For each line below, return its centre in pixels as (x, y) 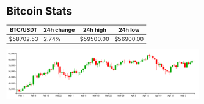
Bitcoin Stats (39, 11)
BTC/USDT (24, 30)
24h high (95, 30)
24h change (59, 30)
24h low (129, 30)
